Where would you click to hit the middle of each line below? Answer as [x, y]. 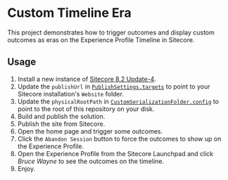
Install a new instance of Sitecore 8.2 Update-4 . [87, 79]
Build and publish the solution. [61, 116]
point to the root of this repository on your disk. [86, 109]
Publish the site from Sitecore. [61, 124]
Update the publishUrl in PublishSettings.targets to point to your [114, 86]
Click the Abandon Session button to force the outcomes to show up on [119, 139]
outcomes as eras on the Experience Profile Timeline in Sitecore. [101, 39]
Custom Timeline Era [69, 13]
